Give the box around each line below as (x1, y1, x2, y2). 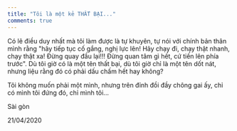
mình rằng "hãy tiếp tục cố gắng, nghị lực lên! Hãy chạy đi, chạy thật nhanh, (7, 44, 230, 53)
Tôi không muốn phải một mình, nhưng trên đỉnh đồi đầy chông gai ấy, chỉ (7, 80, 223, 89)
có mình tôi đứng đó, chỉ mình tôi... (7, 88, 109, 97)
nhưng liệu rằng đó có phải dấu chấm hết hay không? (7, 67, 164, 75)
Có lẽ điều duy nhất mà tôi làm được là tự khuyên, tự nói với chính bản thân (7, 36, 227, 45)
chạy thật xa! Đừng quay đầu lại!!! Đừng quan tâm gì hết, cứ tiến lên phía (7, 51, 219, 61)
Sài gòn (7, 102, 30, 110)
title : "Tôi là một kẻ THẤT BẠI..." (7, 10, 116, 18)
